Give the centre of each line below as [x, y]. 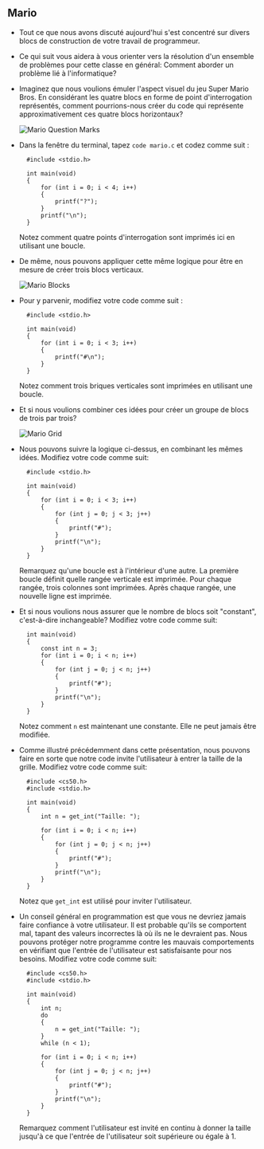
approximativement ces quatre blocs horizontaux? [101, 114]
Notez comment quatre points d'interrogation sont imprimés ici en [127, 237]
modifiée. [35, 734]
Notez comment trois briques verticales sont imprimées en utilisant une [136, 385]
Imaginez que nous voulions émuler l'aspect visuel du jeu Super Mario [134, 89]
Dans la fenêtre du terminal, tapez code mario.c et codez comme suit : [134, 145]
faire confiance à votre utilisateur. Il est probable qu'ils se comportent [133, 925]
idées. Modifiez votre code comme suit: [84, 457]
